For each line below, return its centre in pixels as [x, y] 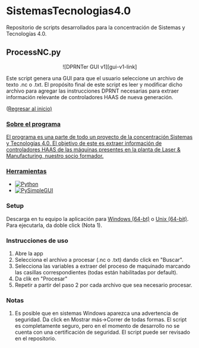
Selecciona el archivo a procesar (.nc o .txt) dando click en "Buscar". [99, 260]
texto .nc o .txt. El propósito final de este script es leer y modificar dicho [94, 84]
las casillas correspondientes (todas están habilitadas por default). [96, 272]
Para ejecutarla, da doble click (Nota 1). [54, 225]
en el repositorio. [35, 338]
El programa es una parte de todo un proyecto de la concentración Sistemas [99, 137]
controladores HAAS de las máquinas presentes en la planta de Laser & [94, 150]
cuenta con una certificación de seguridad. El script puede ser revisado [102, 332]
